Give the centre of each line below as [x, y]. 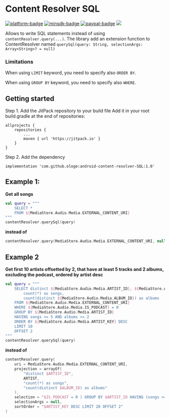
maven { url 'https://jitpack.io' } [62, 139]
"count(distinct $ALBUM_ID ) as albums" [66, 388]
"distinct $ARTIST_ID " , [48, 373]
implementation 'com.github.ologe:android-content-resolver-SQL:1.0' [80, 166]
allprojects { [20, 126]
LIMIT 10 [24, 326]
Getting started [30, 99]
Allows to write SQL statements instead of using [55, 33]
